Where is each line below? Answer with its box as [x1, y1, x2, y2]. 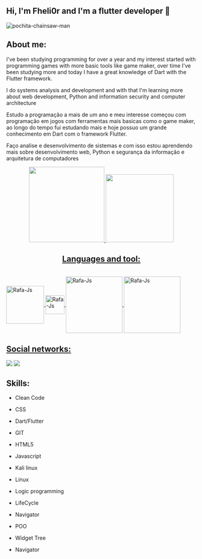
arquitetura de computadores [6, 154, 79, 162]
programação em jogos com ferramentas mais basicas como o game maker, [6, 117, 196, 124]
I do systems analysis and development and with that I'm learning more [6, 86, 183, 93]
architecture [6, 99, 37, 106]
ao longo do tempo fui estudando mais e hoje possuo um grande [6, 124, 167, 131]
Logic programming [14, 488, 65, 495]
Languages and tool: [62, 254, 140, 264]
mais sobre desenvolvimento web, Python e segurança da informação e [6, 148, 185, 156]
